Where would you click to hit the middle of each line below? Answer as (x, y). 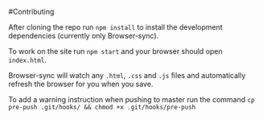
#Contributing (31, 12)
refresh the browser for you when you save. (81, 84)
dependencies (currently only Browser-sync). (84, 36)
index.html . (27, 60)
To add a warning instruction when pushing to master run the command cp (131, 99)
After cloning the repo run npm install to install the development (115, 27)
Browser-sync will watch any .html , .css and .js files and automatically (127, 75)
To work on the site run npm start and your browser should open (115, 51)
